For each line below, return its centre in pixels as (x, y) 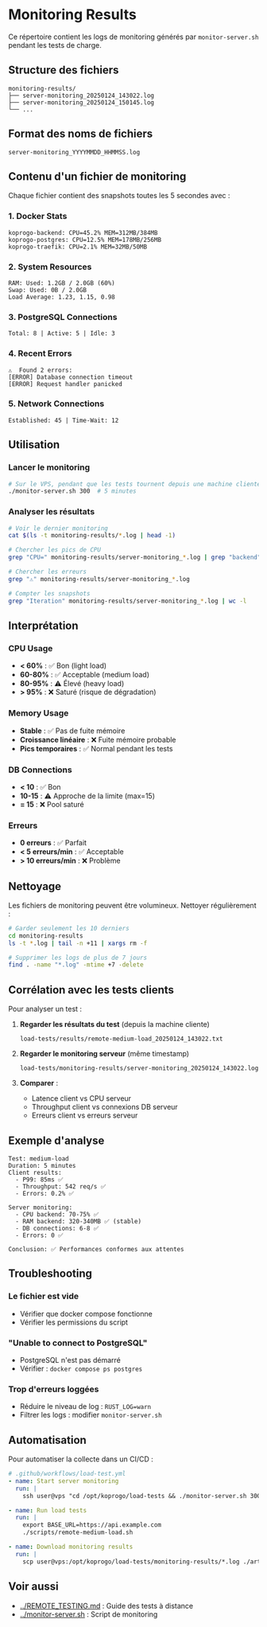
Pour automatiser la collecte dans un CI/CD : (81, 1459)
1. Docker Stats (38, 217)
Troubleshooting (50, 1274)
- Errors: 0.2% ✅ (44, 1193)
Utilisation (34, 445)
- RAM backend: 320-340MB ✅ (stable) (78, 1221)
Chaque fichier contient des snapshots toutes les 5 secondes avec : (119, 196)
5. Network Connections (56, 404)
